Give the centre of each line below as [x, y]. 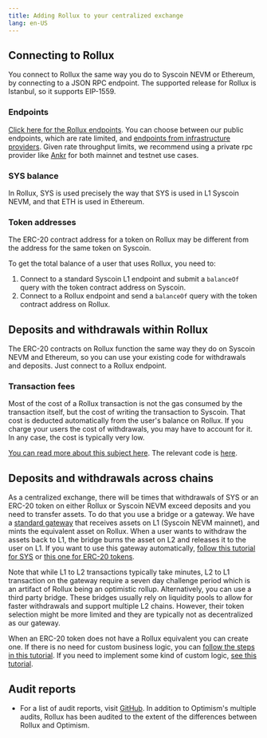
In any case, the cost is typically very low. [77, 438]
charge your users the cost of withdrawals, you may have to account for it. [131, 429]
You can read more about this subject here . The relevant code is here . [123, 453]
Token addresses [42, 222]
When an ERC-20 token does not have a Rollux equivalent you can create [128, 638]
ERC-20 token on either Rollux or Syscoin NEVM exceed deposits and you [130, 506]
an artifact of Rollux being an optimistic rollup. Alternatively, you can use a [130, 589]
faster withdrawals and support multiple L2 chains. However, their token [126, 606]
